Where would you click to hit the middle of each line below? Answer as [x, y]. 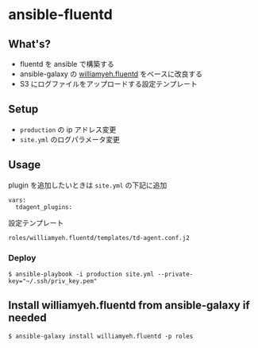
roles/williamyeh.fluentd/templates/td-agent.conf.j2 [99, 238]
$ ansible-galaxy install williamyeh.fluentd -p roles [101, 336]
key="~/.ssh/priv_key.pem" [53, 281]
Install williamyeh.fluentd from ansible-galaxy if [129, 305]
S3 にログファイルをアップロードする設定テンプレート [108, 84]
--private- [175, 274]
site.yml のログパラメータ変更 [70, 139]
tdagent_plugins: [44, 207]
